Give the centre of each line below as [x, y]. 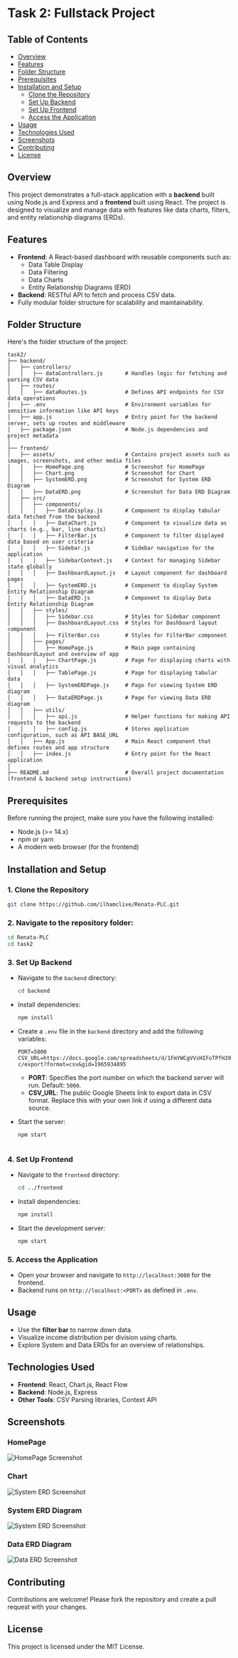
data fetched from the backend [54, 517]
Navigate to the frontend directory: [69, 1175]
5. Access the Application [53, 1260]
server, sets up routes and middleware [66, 423]
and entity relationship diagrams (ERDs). [66, 217]
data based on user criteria [50, 542]
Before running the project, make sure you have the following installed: [111, 818]
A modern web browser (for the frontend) [79, 847]
